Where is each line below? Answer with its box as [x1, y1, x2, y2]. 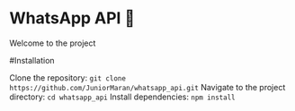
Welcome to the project [9, 38, 96, 48]
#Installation [9, 55, 56, 65]
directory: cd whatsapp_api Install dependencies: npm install [9, 91, 236, 102]
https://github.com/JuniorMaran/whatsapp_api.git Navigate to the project [9, 81, 286, 92]
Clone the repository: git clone [9, 72, 126, 83]
